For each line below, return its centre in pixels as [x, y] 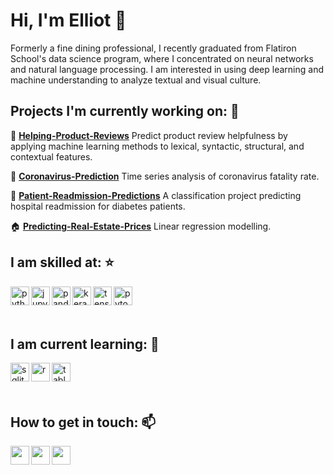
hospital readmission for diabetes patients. [98, 206]
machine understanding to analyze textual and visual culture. [136, 80]
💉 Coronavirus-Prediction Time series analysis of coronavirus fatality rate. [165, 176]
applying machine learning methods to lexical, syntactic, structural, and [157, 146]
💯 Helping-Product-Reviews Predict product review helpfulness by [149, 135]
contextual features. [51, 156]
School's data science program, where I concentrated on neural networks [162, 58]
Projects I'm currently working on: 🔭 [125, 111]
